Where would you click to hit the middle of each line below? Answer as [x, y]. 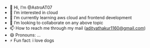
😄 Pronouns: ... [25, 35]
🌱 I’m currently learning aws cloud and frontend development [71, 18]
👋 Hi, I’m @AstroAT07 [31, 7]
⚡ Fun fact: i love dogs [32, 40]
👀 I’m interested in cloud [34, 12]
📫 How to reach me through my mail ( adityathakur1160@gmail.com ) [78, 28]
